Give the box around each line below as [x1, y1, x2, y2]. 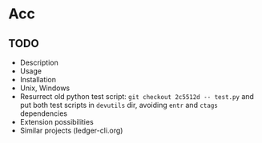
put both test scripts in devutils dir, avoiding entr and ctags [19, 101, 218, 109]
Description [19, 58, 58, 67]
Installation [19, 75, 57, 84]
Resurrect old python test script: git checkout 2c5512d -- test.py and [19, 92, 255, 101]
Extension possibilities [19, 117, 94, 126]
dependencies [19, 109, 68, 118]
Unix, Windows [19, 83, 71, 93]
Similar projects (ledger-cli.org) [19, 125, 123, 135]
